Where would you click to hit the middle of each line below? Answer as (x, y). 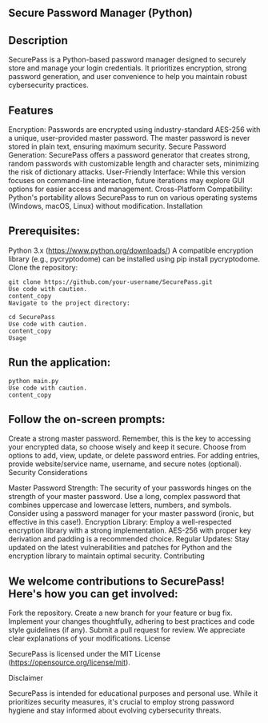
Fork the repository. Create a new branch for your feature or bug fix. (121, 613)
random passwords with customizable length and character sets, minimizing (134, 164)
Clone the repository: (43, 267)
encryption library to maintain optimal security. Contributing (107, 556)
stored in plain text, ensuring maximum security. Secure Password (117, 146)
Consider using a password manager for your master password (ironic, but (131, 513)
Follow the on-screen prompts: (87, 419)
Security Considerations (48, 473)
